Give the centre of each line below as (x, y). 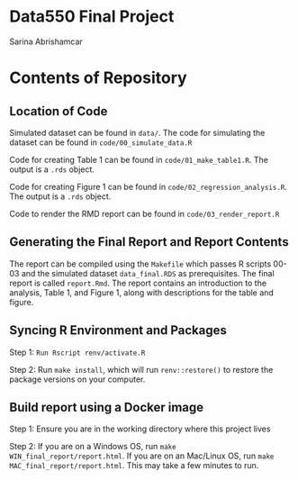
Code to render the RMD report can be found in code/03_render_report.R (144, 213)
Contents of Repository (98, 78)
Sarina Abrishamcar (46, 41)
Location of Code (59, 111)
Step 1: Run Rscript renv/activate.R (77, 352)
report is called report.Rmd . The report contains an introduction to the (138, 283)
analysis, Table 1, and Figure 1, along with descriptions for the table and (142, 292)
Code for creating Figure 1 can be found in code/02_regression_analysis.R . (149, 186)
